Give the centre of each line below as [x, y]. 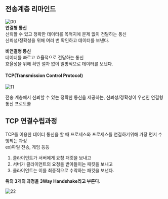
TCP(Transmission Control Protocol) [44, 75]
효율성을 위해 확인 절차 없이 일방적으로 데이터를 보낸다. [59, 64]
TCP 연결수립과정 [31, 121]
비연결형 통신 [18, 51]
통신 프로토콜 [18, 104]
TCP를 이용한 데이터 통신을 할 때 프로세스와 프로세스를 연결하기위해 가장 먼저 [81, 134]
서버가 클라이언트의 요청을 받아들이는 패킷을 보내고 [62, 164]
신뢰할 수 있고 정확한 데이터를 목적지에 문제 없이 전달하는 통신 [66, 34]
